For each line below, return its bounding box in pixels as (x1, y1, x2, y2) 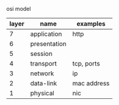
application (30, 30, 62, 38)
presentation (30, 39, 67, 48)
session (30, 50, 53, 58)
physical (30, 89, 55, 97)
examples (76, 19, 106, 28)
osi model (6, 5, 31, 12)
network (30, 69, 54, 78)
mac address (72, 79, 110, 87)
